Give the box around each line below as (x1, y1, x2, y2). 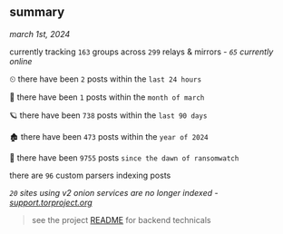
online (9, 55, 33, 66)
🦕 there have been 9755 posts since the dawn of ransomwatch (9, 151, 239, 163)
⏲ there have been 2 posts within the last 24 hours (9, 73, 202, 84)
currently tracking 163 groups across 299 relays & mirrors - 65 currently (9, 46, 274, 57)
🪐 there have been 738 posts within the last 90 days (9, 110, 208, 121)
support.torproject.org (9, 197, 93, 208)
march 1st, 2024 (9, 28, 71, 39)
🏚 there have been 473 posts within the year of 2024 (9, 131, 209, 141)
